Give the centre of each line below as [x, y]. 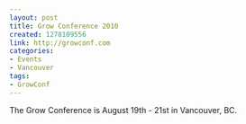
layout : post [34, 18]
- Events [26, 59]
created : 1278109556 [48, 34]
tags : [19, 76]
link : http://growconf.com [60, 43]
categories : [32, 51]
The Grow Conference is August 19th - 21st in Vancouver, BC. [123, 110]
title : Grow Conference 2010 [64, 26]
